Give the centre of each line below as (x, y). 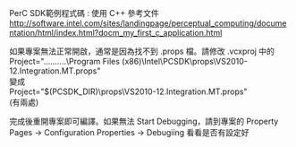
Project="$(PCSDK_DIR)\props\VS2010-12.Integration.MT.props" (128, 91)
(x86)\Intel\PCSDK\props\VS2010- (185, 61)
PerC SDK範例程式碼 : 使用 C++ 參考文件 (84, 13)
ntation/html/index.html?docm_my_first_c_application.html (116, 33)
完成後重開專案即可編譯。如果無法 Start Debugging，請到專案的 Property (144, 121)
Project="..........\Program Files (65, 61)
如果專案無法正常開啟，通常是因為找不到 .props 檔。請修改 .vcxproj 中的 (142, 51)
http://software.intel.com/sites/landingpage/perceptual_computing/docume (148, 23)
